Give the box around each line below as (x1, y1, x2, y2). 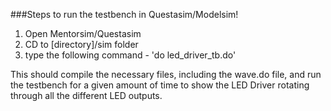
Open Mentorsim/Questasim (24, 28, 142, 39)
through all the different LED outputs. (10, 90, 163, 101)
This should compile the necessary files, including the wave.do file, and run (10, 69, 322, 80)
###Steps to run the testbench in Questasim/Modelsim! (10, 9, 239, 20)
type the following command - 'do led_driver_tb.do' (24, 49, 237, 61)
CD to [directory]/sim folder (24, 39, 139, 50)
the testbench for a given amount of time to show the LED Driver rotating (10, 79, 310, 91)
